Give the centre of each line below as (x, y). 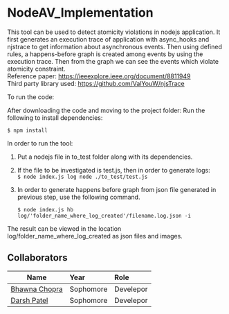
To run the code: (31, 97)
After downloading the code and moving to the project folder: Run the (106, 110)
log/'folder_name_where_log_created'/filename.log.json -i (104, 216)
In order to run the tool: (40, 143)
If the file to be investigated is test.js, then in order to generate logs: (113, 170)
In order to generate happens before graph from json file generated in (117, 189)
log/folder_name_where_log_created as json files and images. (95, 236)
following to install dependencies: (55, 117)
